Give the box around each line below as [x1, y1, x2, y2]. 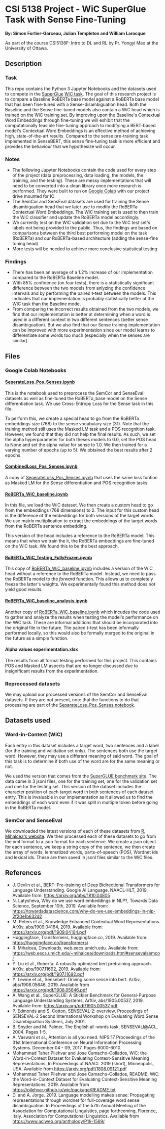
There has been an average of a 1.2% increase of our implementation [12, 270, 153, 275]
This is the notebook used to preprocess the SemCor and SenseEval [5, 390, 144, 396]
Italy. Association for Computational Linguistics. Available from [12, 1113, 139, 1119]
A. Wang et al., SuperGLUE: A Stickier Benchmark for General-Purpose [12, 992, 156, 998]
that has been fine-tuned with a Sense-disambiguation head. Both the [5, 101, 147, 107]
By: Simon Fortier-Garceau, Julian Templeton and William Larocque [5, 30, 146, 36]
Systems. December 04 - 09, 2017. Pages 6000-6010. [12, 1044, 122, 1050]
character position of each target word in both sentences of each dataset [5, 789, 154, 795]
